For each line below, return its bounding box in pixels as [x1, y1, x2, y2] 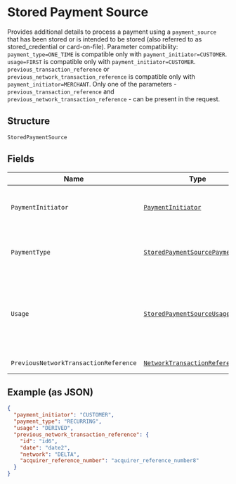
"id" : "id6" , [20, 438, 58, 445]
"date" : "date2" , [20, 444, 71, 451]
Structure [7, 115, 51, 127]
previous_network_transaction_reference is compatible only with [7, 72, 195, 81]
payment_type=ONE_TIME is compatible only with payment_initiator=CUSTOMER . [7, 50, 228, 58]
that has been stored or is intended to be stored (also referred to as [7, 34, 202, 43]
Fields [7, 153, 35, 165]
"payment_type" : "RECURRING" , [13, 418, 102, 426]
